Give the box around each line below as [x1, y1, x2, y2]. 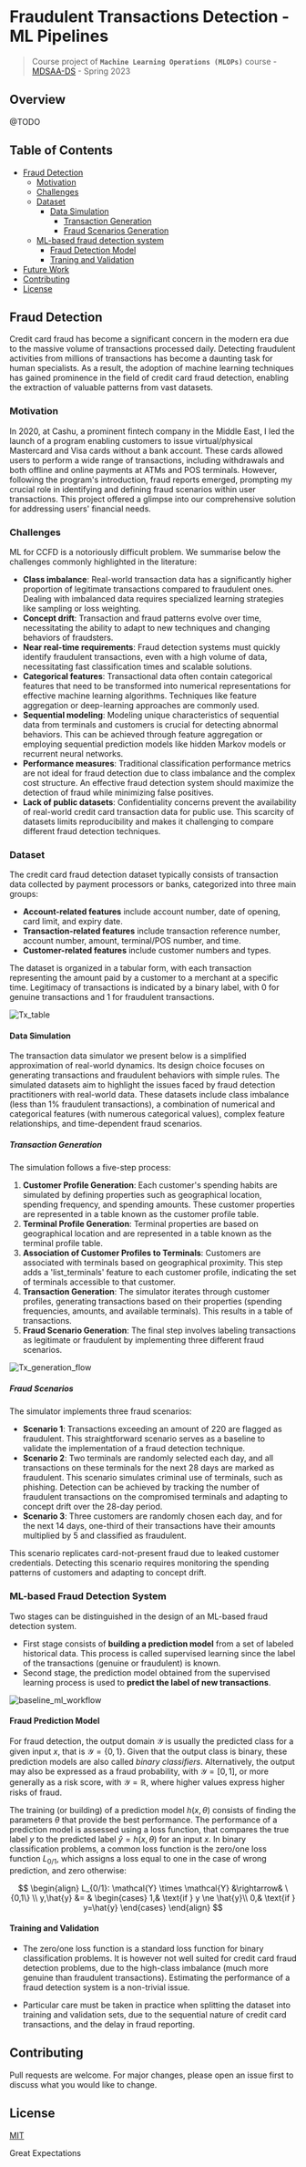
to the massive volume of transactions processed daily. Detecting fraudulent [9, 344, 296, 355]
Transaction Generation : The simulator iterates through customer [22, 1286, 270, 1297]
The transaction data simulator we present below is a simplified [9, 1050, 248, 1061]
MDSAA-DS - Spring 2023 [31, 66, 131, 77]
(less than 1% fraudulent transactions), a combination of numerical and [9, 1099, 276, 1109]
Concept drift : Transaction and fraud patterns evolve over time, [22, 613, 262, 624]
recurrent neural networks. [22, 748, 124, 758]
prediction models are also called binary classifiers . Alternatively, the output [9, 1756, 295, 1767]
